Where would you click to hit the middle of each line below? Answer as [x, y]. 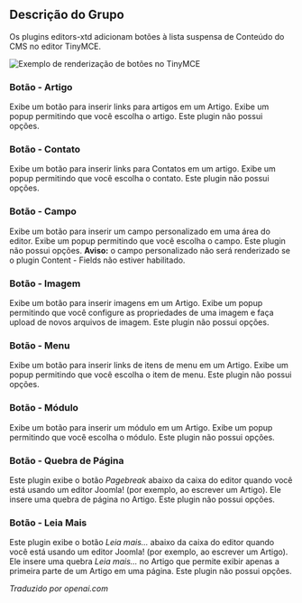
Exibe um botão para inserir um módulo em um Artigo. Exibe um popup [141, 427]
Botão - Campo [43, 211]
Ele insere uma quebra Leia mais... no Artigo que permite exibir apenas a [144, 561]
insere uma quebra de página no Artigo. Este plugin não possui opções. [142, 499]
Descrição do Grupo [67, 15]
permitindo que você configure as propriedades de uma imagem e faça [142, 312]
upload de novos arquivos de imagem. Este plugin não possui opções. [139, 322]
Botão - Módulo [44, 408]
